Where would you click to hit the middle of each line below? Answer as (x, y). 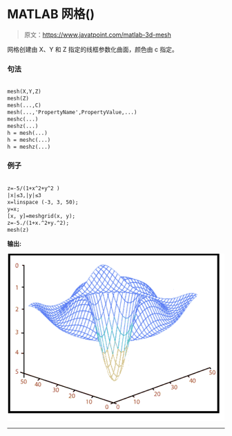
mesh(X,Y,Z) (24, 92)
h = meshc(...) (29, 140)
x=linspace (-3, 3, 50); (43, 202)
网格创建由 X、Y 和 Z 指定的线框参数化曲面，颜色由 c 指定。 (93, 49)
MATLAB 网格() (51, 14)
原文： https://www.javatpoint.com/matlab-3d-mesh (97, 35)
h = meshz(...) (29, 147)
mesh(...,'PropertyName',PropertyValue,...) (72, 112)
